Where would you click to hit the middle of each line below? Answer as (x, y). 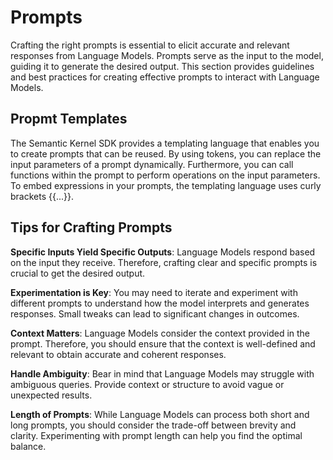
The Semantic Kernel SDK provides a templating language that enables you (165, 143)
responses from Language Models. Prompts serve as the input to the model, (167, 55)
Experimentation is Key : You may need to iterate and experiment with (154, 292)
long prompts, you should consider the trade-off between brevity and (153, 425)
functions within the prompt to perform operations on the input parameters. (165, 175)
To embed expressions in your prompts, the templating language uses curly (166, 185)
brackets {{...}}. (42, 196)
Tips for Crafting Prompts (91, 227)
